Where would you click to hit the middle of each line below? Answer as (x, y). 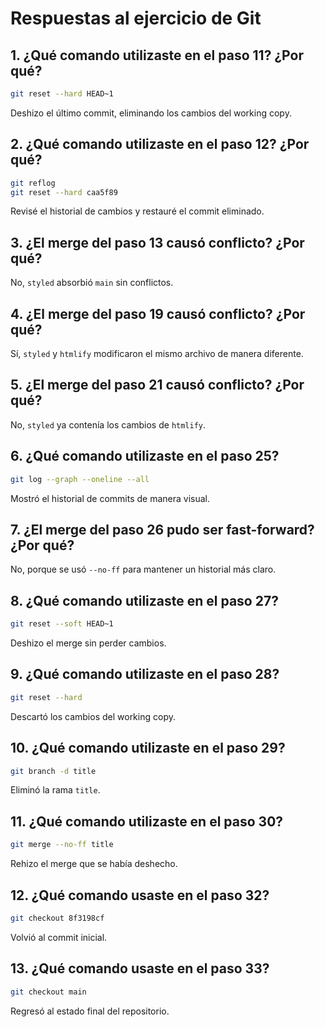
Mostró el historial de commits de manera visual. (110, 498)
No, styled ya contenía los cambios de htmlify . (108, 424)
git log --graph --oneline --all (80, 479)
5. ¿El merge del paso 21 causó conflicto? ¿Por (157, 385)
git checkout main (48, 992)
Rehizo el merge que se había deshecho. (94, 864)
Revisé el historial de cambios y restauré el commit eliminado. (137, 211)
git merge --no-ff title (62, 845)
